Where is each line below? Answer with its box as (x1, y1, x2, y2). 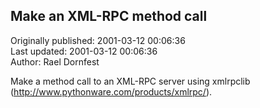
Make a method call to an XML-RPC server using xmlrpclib (10, 75, 251, 87)
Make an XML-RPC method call (10, 8, 208, 25)
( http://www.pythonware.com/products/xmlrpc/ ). (10, 85, 213, 98)
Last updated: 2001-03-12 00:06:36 (10, 45, 158, 57)
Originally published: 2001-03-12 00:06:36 (10, 34, 186, 46)
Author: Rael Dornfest (10, 55, 100, 68)
